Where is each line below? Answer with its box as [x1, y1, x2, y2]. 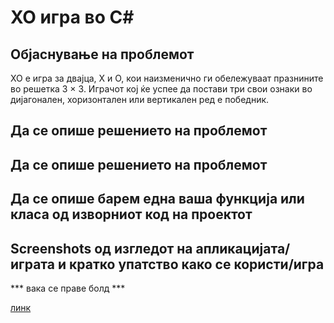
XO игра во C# [10, 6, 135, 29]
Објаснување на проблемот [10, 46, 195, 63]
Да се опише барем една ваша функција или [10, 191, 305, 208]
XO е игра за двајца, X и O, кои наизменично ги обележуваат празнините [10, 72, 324, 84]
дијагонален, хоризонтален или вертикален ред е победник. [10, 94, 270, 105]
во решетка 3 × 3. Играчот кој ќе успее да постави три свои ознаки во [10, 83, 313, 95]
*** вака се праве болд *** [10, 282, 126, 294]
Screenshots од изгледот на [10, 240, 193, 257]
